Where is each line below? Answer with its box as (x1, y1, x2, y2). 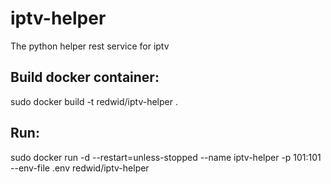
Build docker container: (10, 69, 160, 86)
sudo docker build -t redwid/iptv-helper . (10, 95, 178, 107)
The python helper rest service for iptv (10, 40, 170, 52)
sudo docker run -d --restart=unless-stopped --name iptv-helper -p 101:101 (10, 151, 322, 163)
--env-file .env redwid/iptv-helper (10, 162, 150, 174)
